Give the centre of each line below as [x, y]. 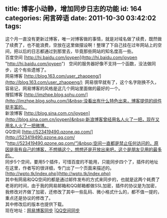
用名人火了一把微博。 [27, 125]
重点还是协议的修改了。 [29, 198]
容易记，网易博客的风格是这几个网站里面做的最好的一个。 [64, 88]
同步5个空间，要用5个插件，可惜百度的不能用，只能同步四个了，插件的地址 [82, 162]
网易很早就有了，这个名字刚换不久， [122, 82]
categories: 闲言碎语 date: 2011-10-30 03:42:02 [81, 18]
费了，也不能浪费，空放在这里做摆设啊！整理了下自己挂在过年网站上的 [85, 45]
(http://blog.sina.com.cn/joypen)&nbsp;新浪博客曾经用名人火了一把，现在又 [83, 119]
